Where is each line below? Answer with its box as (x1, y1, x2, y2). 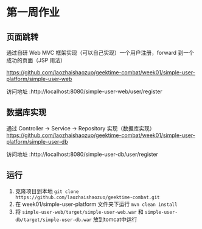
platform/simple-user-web (6, 76, 72, 82)
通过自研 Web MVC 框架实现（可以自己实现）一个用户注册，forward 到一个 (6, 49, 195, 56)
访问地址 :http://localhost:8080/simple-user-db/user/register (6, 150, 158, 158)
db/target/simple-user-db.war (15, 217, 92, 223)
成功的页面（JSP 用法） (6, 57, 66, 64)
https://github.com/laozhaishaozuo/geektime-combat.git (15, 194, 160, 200)
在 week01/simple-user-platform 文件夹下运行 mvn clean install (15, 200, 178, 208)
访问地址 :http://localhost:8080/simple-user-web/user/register (6, 88, 162, 95)
